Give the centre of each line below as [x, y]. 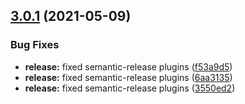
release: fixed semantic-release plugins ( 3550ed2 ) [130, 88]
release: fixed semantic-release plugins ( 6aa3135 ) [128, 77]
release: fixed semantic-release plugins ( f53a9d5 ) [128, 66]
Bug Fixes [35, 45]
